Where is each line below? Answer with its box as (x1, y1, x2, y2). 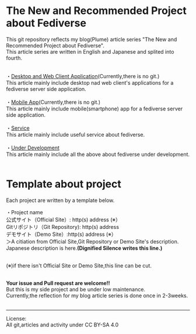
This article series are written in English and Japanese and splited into (6, 48, 174, 55)
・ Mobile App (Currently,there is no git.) (6, 98, 101, 106)
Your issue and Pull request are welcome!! (6, 279, 110, 287)
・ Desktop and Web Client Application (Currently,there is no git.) (6, 72, 160, 79)
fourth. (6, 54, 22, 61)
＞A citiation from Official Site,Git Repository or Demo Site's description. (6, 238, 179, 245)
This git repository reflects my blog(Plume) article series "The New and (6, 36, 177, 43)
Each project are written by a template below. (6, 197, 115, 204)
